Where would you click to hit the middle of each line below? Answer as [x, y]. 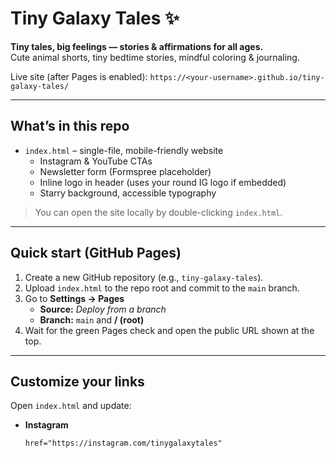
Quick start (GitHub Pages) [96, 253]
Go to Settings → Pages [74, 298]
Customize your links [77, 381]
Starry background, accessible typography [128, 193]
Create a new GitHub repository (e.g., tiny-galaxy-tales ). [144, 277]
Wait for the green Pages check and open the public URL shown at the [169, 330]
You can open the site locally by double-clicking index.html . [158, 212]
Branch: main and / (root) [92, 319]
